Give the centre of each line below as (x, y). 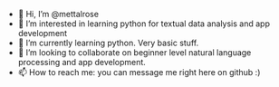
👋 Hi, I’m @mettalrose (58, 14)
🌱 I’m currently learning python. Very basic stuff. (108, 43)
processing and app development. (82, 62)
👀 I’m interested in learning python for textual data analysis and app (144, 24)
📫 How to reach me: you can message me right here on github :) (139, 72)
